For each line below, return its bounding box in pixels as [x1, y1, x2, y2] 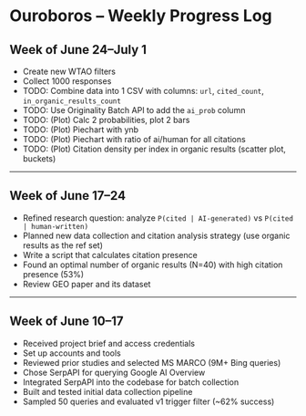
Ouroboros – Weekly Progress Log [9, 5, 272, 26]
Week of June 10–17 [9, 314, 125, 329]
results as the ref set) [22, 239, 103, 251]
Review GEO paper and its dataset [22, 278, 151, 289]
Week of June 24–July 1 [9, 42, 148, 57]
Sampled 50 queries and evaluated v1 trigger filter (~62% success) [22, 396, 275, 407]
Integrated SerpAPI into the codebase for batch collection [22, 376, 240, 388]
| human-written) [22, 222, 89, 231]
